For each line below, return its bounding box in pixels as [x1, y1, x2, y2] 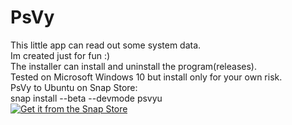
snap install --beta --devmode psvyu [10, 92, 163, 104]
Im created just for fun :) [10, 49, 111, 61]
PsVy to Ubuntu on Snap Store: [10, 81, 138, 93]
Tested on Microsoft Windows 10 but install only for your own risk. [10, 71, 283, 83]
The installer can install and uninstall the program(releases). [10, 60, 257, 72]
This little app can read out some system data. [10, 39, 202, 51]
